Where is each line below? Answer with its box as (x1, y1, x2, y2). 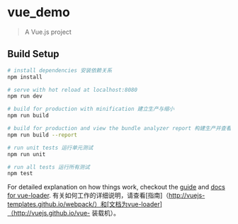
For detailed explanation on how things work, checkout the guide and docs (7, 183, 225, 191)
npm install (7, 73, 42, 81)
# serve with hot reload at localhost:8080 (7, 86, 138, 93)
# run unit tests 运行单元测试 (7, 144, 93, 151)
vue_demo (7, 4, 71, 20)
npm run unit (7, 151, 46, 158)
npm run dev (7, 93, 42, 100)
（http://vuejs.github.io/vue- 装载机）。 (7, 209, 120, 218)
